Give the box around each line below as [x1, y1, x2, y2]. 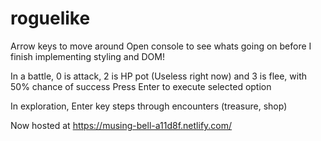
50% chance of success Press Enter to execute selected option [10, 80, 272, 92]
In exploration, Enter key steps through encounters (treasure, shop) [10, 100, 288, 112]
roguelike [10, 7, 91, 30]
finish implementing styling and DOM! [10, 50, 165, 62]
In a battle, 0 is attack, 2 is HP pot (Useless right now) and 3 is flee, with [10, 70, 308, 82]
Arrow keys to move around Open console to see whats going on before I [10, 40, 312, 52]
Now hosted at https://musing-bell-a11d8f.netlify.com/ [10, 119, 233, 131]
